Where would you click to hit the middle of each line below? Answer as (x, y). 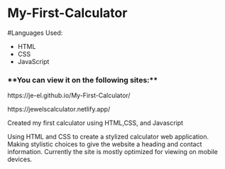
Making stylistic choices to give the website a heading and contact (105, 144)
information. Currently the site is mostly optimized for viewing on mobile (113, 152)
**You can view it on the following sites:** (83, 80)
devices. (20, 159)
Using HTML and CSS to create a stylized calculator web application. (108, 137)
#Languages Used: (35, 33)
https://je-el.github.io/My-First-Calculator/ (69, 96)
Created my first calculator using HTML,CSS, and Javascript (95, 123)
